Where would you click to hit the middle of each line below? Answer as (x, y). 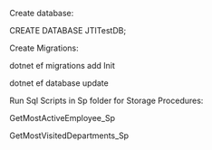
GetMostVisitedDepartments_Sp (69, 136)
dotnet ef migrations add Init (63, 66)
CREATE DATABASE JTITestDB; (68, 30)
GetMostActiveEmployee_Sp (63, 118)
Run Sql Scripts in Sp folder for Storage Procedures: (106, 100)
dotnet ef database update (59, 83)
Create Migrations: (44, 48)
